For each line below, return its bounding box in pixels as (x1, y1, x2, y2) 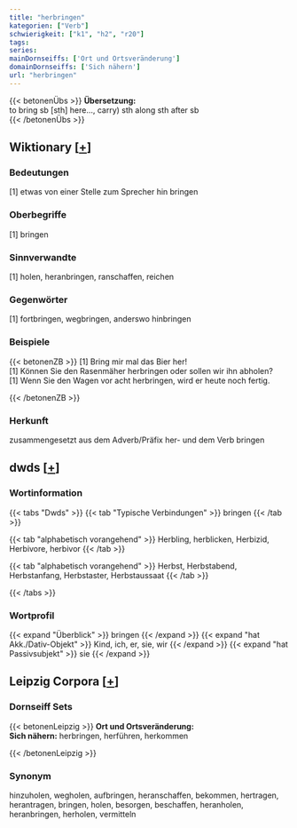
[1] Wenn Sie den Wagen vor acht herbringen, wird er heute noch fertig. (9, 375, 270, 386)
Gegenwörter (9, 293, 68, 306)
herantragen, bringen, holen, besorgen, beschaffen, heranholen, (9, 799, 244, 809)
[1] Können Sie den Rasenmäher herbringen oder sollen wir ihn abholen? (9, 365, 273, 376)
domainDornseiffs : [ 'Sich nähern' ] (9, 63, 141, 72)
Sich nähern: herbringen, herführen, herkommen (9, 730, 189, 741)
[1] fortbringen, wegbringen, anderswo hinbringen (9, 314, 191, 324)
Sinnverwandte (9, 251, 77, 263)
